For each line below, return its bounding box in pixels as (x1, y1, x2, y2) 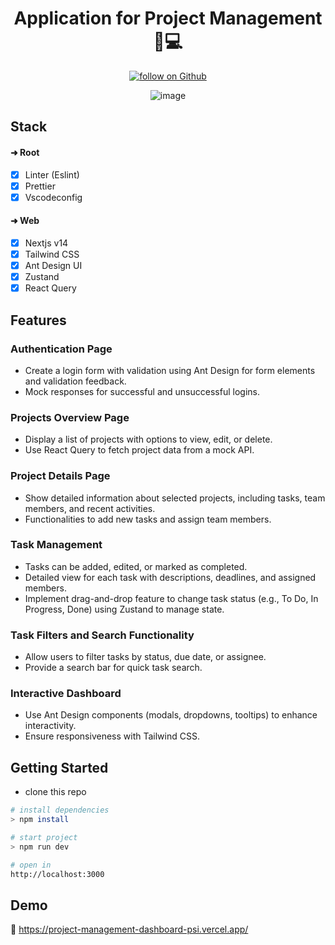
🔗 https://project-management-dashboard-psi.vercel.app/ (10, 923, 249, 936)
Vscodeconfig (24, 191, 83, 203)
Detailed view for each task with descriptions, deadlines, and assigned (24, 571, 317, 583)
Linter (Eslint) (24, 168, 80, 181)
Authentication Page (10, 342, 113, 356)
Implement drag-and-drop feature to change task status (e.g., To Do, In (24, 592, 319, 604)
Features (10, 312, 67, 329)
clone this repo (24, 786, 87, 798)
